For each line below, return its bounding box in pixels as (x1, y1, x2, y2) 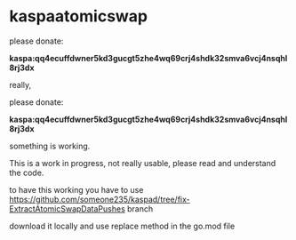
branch (127, 203, 154, 214)
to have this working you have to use (9, 184, 144, 195)
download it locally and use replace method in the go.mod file (9, 220, 236, 231)
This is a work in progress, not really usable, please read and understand (9, 157, 276, 168)
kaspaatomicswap (9, 6, 148, 27)
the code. (9, 167, 44, 178)
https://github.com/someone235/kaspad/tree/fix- (9, 194, 190, 204)
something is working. (9, 140, 91, 151)
